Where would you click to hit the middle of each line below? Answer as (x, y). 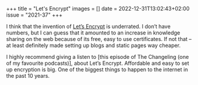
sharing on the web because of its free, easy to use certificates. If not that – (99, 39)
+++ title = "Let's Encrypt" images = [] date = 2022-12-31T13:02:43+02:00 (98, 9)
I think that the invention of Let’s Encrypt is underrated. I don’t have (88, 26)
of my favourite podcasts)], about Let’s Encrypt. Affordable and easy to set (98, 63)
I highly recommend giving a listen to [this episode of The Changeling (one (98, 57)
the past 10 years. (28, 76)
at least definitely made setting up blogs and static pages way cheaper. (94, 45)
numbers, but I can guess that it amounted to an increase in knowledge (93, 33)
